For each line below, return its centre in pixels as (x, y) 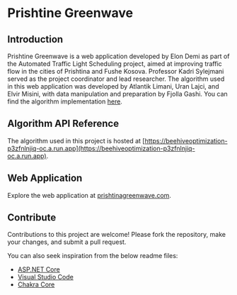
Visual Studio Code (46, 277)
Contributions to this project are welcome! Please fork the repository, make (117, 235)
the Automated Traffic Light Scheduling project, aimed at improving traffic (115, 64)
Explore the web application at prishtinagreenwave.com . (89, 195)
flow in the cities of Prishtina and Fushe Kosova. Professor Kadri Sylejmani (116, 71)
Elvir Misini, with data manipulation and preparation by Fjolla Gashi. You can (117, 94)
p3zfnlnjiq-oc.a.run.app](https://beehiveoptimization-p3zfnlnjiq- (102, 148)
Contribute (32, 218)
